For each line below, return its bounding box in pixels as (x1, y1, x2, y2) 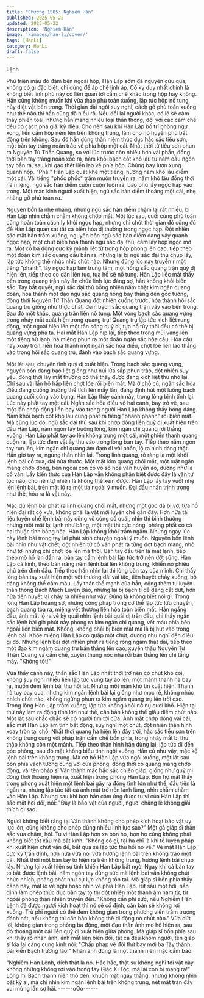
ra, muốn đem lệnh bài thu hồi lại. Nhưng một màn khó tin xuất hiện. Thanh (6, 682, 194, 690)
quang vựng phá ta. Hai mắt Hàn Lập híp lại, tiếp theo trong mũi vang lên (6, 329, 188, 336)
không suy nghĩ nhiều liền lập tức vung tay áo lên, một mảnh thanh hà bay (6, 676, 192, 683)
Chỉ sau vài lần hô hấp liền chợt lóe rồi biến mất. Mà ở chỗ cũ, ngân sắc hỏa (6, 380, 196, 387)
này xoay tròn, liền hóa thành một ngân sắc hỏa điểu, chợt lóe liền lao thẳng (6, 342, 197, 349)
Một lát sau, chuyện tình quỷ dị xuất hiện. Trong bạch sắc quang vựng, (6, 360, 184, 367)
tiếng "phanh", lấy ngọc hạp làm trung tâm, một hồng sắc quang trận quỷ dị (6, 264, 195, 272)
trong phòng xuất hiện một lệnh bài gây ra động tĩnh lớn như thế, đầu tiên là (6, 779, 196, 787)
